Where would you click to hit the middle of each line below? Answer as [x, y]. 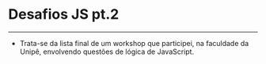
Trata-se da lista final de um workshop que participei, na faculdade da [134, 43]
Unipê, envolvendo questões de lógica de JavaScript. [107, 52]
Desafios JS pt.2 [64, 14]
